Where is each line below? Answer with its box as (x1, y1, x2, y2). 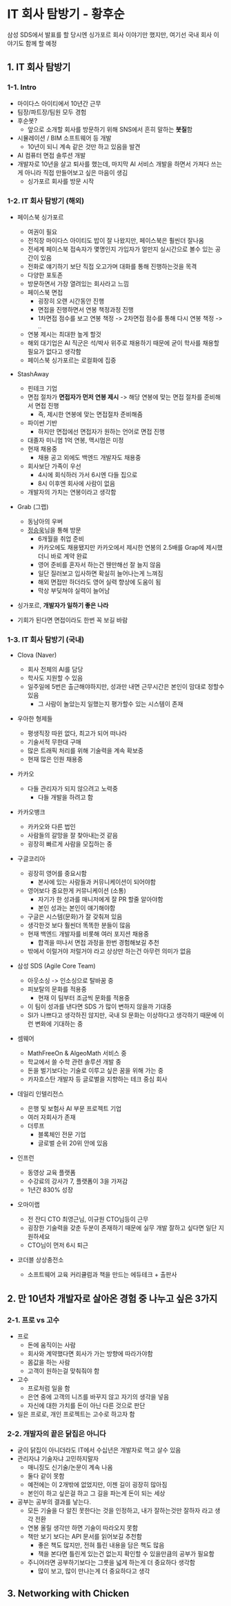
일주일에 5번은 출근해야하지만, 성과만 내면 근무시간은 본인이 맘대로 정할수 (27, 683, 225, 691)
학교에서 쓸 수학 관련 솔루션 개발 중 (27, 1058, 122, 1066)
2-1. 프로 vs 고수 (7, 1315, 60, 1325)
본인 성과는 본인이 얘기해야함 (37, 904, 116, 912)
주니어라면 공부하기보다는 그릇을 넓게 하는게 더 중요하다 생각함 (27, 1558, 195, 1567)
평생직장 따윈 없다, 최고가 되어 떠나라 (27, 729, 128, 737)
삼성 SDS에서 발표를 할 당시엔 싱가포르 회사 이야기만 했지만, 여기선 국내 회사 (7, 30, 212, 39)
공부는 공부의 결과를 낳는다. (17, 1498, 92, 1506)
